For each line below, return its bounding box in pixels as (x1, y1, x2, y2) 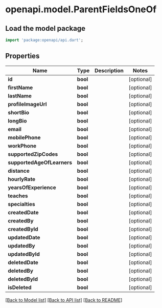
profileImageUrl (8, 100, 47, 108)
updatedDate (8, 234, 40, 241)
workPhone (8, 142, 37, 149)
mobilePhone (8, 134, 41, 141)
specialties (8, 200, 35, 208)
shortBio (8, 109, 30, 116)
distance (8, 167, 30, 174)
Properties (5, 52, 40, 60)
